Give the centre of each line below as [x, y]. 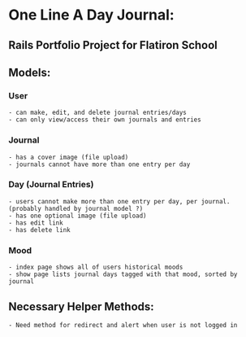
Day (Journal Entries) [51, 185]
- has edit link [36, 223]
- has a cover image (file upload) [69, 157]
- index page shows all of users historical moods [96, 267]
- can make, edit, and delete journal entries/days [97, 113]
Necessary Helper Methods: [81, 306]
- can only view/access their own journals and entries [105, 120]
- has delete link [39, 230]
